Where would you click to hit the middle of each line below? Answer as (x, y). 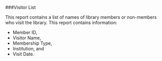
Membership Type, (32, 43)
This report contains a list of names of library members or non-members (81, 17)
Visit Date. (23, 54)
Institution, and (28, 49)
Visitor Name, (27, 38)
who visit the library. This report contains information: (61, 23)
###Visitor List (21, 7)
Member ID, (25, 32)
